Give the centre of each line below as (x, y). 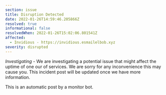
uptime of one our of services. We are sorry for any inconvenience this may (83, 66)
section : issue (21, 10)
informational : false (28, 28)
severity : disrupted (27, 47)
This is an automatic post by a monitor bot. (49, 87)
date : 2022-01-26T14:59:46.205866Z (42, 19)
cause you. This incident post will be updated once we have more (73, 72)
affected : (16, 38)
